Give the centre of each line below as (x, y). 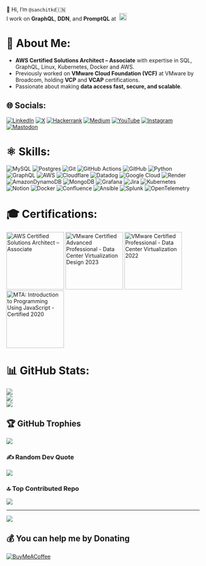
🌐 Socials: (26, 106)
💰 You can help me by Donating (68, 539)
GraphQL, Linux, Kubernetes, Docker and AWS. (75, 67)
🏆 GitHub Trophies (44, 424)
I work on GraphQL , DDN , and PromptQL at (61, 19)
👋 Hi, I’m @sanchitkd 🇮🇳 (36, 9)
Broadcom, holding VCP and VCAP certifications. (77, 80)
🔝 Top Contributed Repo (43, 488)
